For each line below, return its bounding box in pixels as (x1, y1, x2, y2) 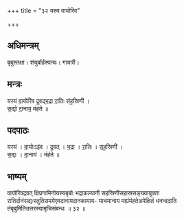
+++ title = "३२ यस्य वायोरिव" (7, 7, 80, 14)
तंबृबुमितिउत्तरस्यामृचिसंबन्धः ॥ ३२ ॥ (7, 204, 86, 212)
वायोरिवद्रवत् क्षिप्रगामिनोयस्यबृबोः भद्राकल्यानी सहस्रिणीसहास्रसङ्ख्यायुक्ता (7, 189, 160, 197)
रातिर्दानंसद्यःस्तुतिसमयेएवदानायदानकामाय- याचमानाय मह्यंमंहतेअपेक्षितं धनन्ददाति (7, 197, 177, 205)
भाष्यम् (7, 171, 27, 182)
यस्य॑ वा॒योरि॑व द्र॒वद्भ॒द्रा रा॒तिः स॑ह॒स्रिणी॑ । (7, 97, 91, 105)
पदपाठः (7, 125, 30, 136)
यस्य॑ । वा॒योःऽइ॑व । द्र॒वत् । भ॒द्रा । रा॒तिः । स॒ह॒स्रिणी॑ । (7, 143, 124, 151)
